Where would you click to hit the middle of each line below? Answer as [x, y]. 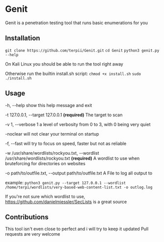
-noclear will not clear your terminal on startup [52, 134]
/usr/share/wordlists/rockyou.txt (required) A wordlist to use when [72, 158]
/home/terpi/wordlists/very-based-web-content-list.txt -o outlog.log [79, 187]
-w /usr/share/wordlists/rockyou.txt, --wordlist [52, 153]
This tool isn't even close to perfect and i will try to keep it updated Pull [77, 229]
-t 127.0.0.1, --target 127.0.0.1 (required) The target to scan [64, 115]
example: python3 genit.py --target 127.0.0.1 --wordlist [66, 182]
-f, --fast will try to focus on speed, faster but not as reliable [66, 143]
